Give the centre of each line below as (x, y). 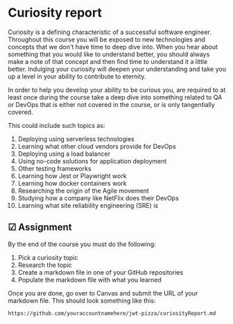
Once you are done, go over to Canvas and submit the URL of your (103, 293)
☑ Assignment (40, 227)
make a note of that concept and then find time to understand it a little (108, 61)
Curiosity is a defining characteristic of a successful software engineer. (110, 32)
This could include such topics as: (57, 125)
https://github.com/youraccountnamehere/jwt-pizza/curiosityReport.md (112, 313)
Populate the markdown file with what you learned (90, 280)
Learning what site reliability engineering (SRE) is (88, 205)
